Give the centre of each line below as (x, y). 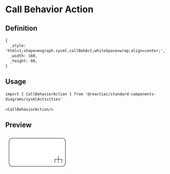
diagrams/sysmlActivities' (34, 99)
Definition (21, 28)
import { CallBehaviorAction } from (44, 94)
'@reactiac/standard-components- (121, 94)
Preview (19, 125)
